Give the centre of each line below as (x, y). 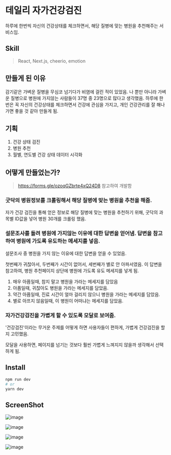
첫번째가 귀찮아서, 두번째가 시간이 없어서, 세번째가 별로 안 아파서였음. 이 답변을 (84, 264)
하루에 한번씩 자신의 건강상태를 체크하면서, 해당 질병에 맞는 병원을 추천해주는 (82, 26)
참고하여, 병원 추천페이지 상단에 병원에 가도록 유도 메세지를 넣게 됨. (72, 270)
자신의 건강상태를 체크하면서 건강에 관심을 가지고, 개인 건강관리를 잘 (88, 104)
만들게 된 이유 (26, 78)
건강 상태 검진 (26, 142)
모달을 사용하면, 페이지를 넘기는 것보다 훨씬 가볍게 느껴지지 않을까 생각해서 (80, 345)
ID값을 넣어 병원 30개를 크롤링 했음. (50, 219)
